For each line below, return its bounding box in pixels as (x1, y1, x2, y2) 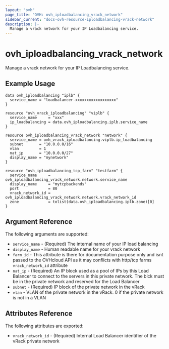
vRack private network (12, 338, 60, 344)
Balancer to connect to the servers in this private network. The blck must (12, 273, 164, 279)
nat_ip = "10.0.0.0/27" (10, 150, 73, 156)
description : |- (5, 21, 39, 27)
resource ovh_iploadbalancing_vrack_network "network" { (5, 133, 128, 138)
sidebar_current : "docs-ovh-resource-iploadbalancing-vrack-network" (5, 17, 155, 22)
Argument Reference (5, 217, 73, 226)
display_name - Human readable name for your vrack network (12, 246, 140, 252)
